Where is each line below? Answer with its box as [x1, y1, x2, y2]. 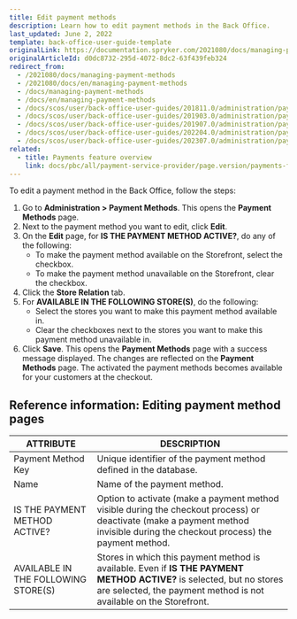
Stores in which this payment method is [96, 551, 261, 563]
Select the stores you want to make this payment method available [34, 306, 278, 317]
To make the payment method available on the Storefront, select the [34, 250, 283, 260]
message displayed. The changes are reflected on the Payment [21, 353, 255, 364]
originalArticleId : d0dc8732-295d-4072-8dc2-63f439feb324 [9, 54, 227, 63]
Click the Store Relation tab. [21, 287, 126, 298]
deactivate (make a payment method [96, 515, 249, 527]
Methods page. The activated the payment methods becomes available [21, 362, 283, 373]
